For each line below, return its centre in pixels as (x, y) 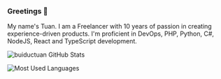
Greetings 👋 (28, 11)
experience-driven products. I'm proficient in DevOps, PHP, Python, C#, (111, 34)
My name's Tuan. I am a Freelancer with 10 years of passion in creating (109, 27)
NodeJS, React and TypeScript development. (72, 41)
